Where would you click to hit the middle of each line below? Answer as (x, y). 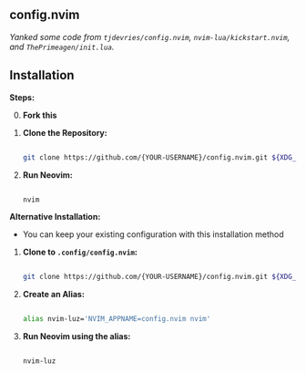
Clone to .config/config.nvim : (80, 252)
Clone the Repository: (65, 132)
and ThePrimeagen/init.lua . (62, 47)
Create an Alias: (53, 295)
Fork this (40, 115)
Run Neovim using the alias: (76, 337)
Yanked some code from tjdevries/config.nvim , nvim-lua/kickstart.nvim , (150, 36)
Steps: (22, 97)
